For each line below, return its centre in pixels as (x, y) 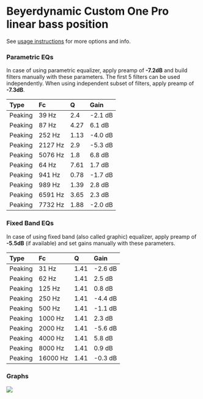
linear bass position (57, 24)
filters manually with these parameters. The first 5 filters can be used (93, 77)
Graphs (17, 376)
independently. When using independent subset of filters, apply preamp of (100, 83)
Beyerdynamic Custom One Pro (88, 11)
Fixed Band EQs (30, 223)
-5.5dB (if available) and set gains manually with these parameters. (91, 243)
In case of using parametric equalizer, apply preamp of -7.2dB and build (97, 70)
